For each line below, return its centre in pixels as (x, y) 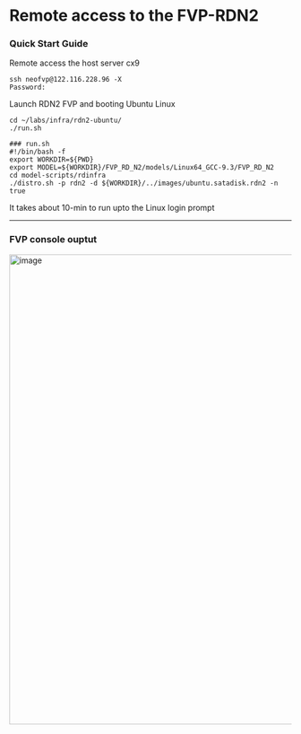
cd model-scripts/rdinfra (57, 176)
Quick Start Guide (49, 44)
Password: (28, 87)
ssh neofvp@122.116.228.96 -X (66, 80)
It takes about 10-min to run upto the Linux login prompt (112, 208)
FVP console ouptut (53, 240)
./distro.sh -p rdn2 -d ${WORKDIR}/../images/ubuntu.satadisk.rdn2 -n (144, 183)
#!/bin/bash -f (38, 152)
